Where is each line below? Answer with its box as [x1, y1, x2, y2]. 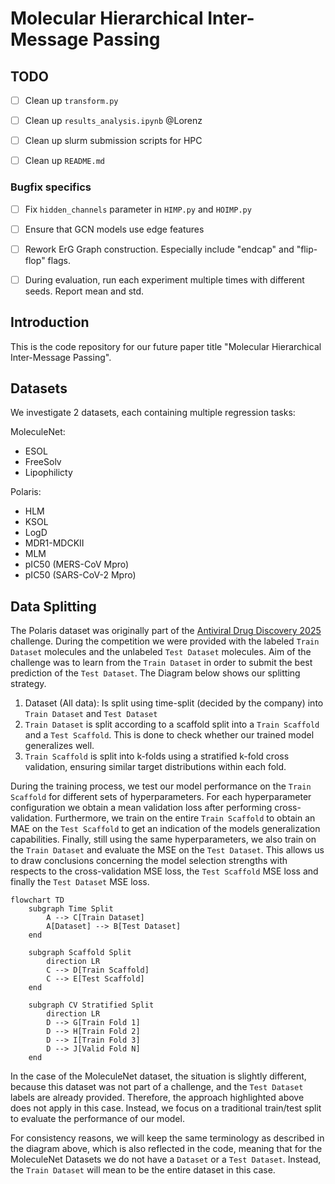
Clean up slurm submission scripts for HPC [24, 135, 203, 147]
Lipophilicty [24, 467, 73, 479]
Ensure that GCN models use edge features [24, 223, 205, 235]
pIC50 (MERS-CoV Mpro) [24, 558, 130, 571]
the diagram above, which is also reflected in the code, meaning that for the [10, 1143, 323, 1155]
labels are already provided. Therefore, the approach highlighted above [10, 1092, 305, 1104]
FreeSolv [24, 456, 62, 468]
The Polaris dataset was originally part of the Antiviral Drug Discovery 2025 [10, 625, 322, 637]
